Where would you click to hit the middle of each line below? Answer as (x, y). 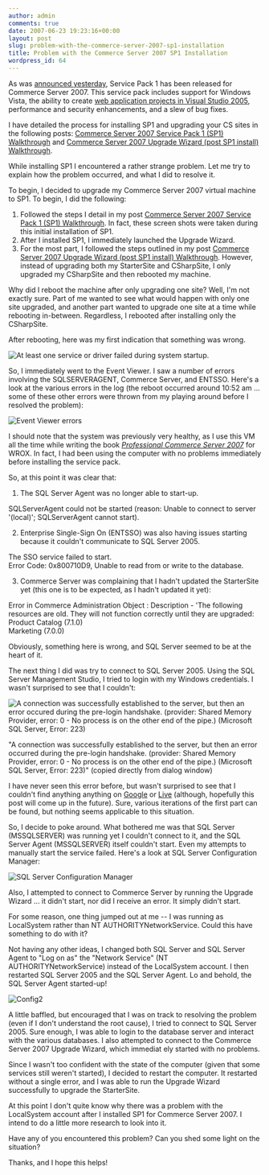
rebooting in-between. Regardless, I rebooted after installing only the (122, 315)
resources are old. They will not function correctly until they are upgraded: (131, 613)
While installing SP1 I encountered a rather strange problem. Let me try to (129, 166)
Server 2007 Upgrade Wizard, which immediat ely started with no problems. (134, 1049)
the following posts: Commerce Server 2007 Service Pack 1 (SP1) (116, 133)
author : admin (32, 16)
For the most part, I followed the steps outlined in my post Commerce (134, 248)
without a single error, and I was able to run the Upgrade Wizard (114, 1081)
